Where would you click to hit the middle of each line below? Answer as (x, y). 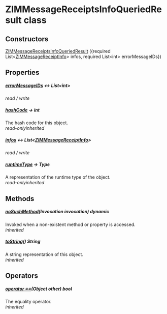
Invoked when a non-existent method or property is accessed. (70, 224)
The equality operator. (28, 301)
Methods (20, 199)
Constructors (27, 39)
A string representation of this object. (44, 254)
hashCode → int (22, 110)
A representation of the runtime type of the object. (58, 177)
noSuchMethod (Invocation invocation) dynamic (57, 212)
